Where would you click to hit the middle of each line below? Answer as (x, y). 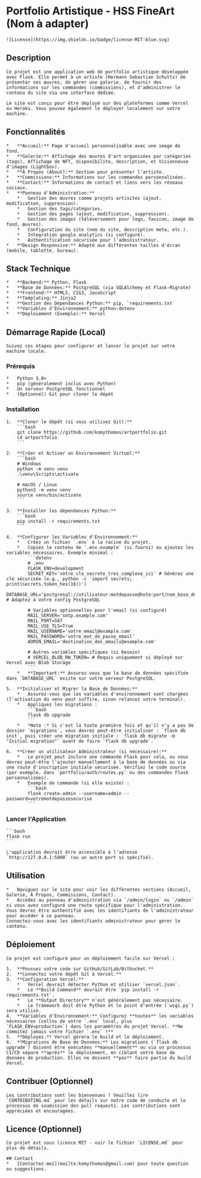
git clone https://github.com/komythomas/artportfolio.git (92, 432)
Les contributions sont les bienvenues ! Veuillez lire (77, 1095)
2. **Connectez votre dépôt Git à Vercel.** (64, 974)
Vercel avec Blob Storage (38, 662)
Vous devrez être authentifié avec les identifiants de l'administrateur (100, 911)
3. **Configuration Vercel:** (45, 979)
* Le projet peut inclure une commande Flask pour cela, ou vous (103, 757)
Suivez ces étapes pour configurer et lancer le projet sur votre (91, 346)
